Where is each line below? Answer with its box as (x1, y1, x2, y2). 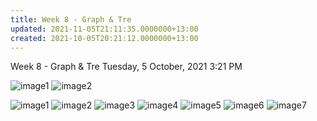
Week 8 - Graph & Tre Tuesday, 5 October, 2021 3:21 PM (10, 61, 243, 73)
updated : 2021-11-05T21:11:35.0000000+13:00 (10, 24, 199, 34)
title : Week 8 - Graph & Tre (10, 14, 132, 25)
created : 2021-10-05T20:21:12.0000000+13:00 (10, 33, 199, 43)
